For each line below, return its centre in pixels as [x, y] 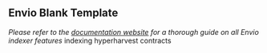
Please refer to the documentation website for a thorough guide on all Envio [133, 32]
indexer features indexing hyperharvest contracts [90, 40]
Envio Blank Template [63, 13]
